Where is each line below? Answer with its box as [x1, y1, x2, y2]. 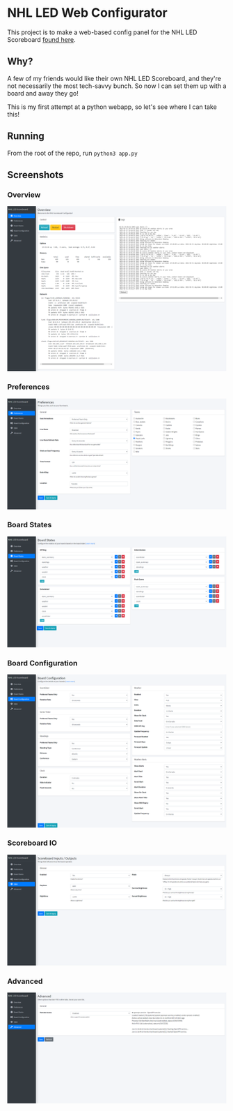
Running [7, 131, 45, 142]
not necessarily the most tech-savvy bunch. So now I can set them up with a [7, 82, 227, 90]
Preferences [7, 382, 50, 392]
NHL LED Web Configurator [7, 5, 168, 21]
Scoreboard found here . [7, 35, 77, 43]
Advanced [7, 976, 43, 986]
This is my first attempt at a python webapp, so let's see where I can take [7, 103, 217, 111]
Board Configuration [7, 658, 78, 668]
